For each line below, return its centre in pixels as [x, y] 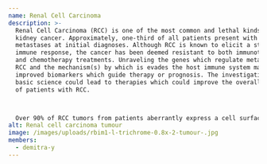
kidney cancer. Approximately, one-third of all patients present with [137, 38]
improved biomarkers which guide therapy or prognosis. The [117, 75]
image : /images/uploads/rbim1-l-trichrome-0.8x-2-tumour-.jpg [113, 133]
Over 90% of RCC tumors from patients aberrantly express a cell [126, 118]
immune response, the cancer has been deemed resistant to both [124, 53]
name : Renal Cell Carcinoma [55, 16]
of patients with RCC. [53, 90]
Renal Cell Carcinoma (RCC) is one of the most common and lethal [128, 30]
